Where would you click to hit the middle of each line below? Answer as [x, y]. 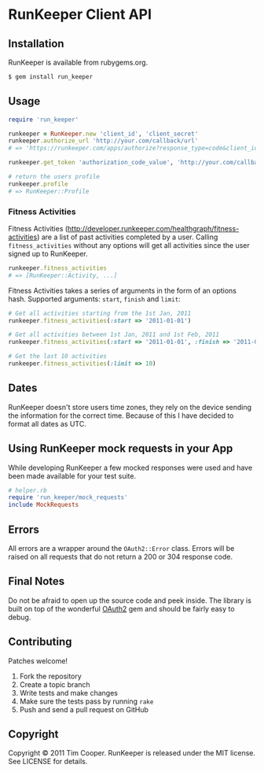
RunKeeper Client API [80, 15]
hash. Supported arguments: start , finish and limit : [94, 299]
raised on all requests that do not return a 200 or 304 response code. [121, 557]
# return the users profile [54, 177]
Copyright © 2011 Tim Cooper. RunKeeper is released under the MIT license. [132, 753]
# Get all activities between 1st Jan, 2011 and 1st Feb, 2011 [114, 335]
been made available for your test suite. [72, 476]
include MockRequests [44, 505]
